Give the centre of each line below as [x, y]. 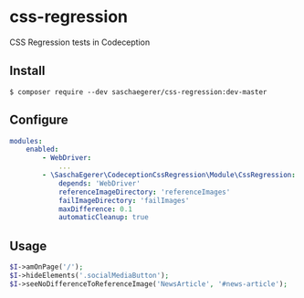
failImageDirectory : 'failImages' [124, 200]
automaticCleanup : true [103, 218]
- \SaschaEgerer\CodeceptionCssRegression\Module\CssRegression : [169, 176]
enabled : [42, 149]
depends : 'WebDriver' [100, 183]
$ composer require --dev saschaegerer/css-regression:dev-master [138, 92]
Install [27, 71]
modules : [26, 141]
